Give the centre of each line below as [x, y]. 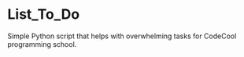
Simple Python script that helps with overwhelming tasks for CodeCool [122, 36]
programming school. [42, 44]
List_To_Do [44, 14]
